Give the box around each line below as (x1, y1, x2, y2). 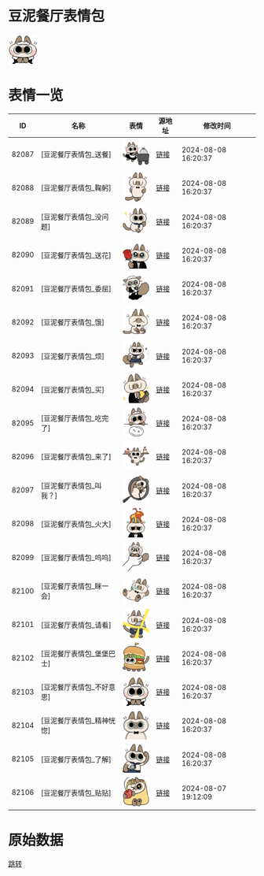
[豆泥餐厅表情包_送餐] (40, 150, 112, 159)
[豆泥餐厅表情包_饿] (40, 317, 104, 327)
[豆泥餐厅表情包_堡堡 (40, 648, 109, 658)
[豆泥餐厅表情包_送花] (40, 250, 112, 260)
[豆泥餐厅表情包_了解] (40, 754, 112, 764)
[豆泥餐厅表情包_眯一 (40, 581, 109, 591)
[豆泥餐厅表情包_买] (40, 384, 104, 394)
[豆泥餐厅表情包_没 (40, 212, 102, 221)
